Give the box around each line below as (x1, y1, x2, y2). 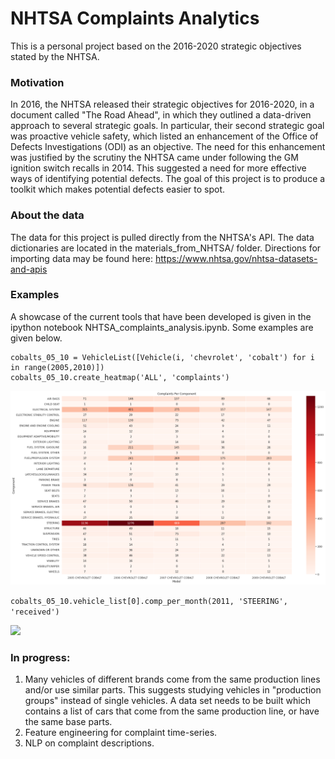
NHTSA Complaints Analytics (10, 7, 260, 30)
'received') (10, 607, 60, 617)
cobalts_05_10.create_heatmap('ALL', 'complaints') (10, 372, 230, 382)
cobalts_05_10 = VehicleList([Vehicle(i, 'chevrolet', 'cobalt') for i (10, 352, 315, 362)
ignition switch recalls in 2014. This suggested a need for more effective (10, 162, 307, 174)
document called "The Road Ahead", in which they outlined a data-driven (10, 109, 312, 121)
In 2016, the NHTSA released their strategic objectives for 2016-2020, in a (10, 98, 315, 111)
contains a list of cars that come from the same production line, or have (24, 705, 320, 717)
